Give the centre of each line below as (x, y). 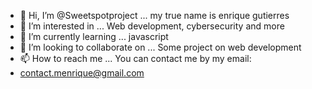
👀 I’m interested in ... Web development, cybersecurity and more (152, 26)
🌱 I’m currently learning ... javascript (94, 36)
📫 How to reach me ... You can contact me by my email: (135, 58)
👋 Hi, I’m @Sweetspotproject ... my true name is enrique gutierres (154, 15)
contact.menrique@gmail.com (82, 73)
